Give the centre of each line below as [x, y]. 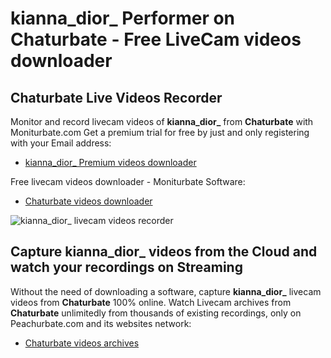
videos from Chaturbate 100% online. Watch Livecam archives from [151, 302]
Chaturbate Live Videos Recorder [116, 97]
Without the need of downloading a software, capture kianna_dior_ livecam [166, 291]
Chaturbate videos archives [82, 343]
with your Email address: [61, 143]
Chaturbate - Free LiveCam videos [156, 39]
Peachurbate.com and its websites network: [101, 323]
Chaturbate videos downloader [88, 201]
